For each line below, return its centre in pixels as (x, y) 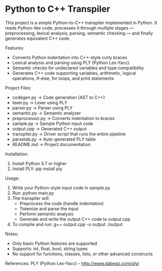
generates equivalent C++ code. (38, 38)
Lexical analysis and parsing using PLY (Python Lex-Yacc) (71, 62)
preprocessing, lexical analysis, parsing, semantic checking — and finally (79, 33)
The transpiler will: (31, 198)
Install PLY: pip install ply (37, 169)
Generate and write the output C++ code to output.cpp (75, 219)
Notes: (12, 234)
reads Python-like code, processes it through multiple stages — (69, 28)
